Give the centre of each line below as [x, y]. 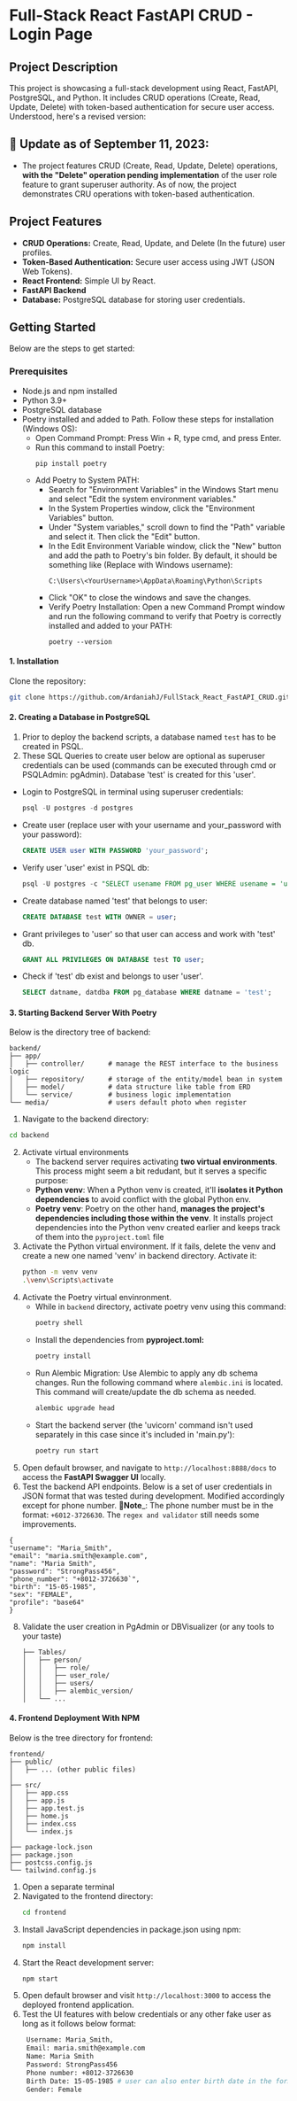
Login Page [51, 34]
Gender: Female [54, 2089]
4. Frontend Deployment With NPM [74, 1718]
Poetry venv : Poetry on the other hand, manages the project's [150, 1209]
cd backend [29, 1136]
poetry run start [67, 1450]
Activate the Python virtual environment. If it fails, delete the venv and [149, 1246]
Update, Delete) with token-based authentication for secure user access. [142, 107]
